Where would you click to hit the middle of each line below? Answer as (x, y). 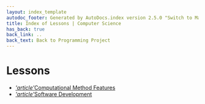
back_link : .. (24, 35)
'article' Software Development (54, 94)
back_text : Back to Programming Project (59, 40)
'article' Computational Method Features (65, 87)
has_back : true (26, 29)
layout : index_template (37, 12)
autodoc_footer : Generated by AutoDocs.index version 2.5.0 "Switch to (99, 18)
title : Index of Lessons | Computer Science (64, 23)
